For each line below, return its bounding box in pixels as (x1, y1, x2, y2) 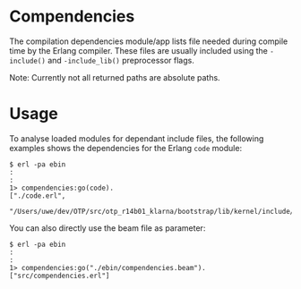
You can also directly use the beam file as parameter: (9, 222, 206, 234)
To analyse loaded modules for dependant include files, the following (9, 132, 264, 144)
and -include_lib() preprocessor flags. (47, 55, 194, 65)
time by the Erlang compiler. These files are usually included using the (9, 45, 269, 55)
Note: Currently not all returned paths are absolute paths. (9, 72, 221, 82)
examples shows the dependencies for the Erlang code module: (9, 142, 243, 153)
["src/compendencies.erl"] (9, 271, 110, 280)
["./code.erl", (9, 191, 66, 200)
